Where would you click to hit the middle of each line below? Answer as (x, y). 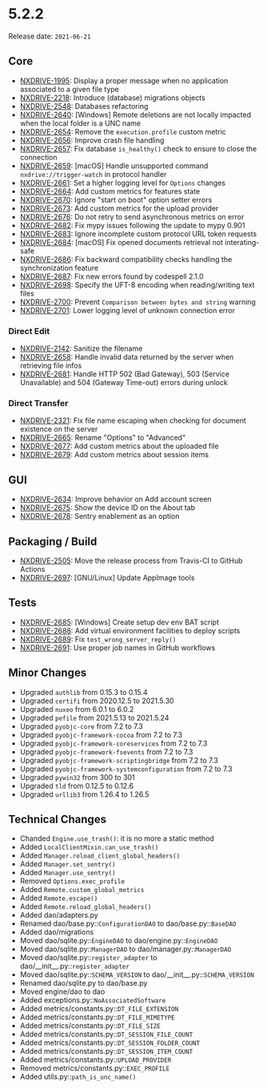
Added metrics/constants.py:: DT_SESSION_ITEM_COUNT (106, 1051)
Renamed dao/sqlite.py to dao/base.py (84, 983)
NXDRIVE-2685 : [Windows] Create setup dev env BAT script (120, 622)
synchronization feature (59, 267)
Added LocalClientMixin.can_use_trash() (89, 847)
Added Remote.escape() (59, 898)
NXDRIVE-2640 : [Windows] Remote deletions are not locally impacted (135, 115)
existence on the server (59, 429)
